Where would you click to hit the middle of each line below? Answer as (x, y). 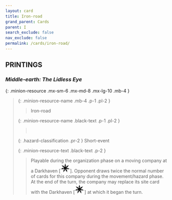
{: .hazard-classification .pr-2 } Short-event (64, 140)
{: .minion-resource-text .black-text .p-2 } (62, 150)
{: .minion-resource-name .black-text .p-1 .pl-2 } (69, 120)
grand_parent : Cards (27, 22)
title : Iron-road (24, 16)
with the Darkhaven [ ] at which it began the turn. (87, 192)
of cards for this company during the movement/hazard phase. (97, 176)
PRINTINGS (24, 65)
